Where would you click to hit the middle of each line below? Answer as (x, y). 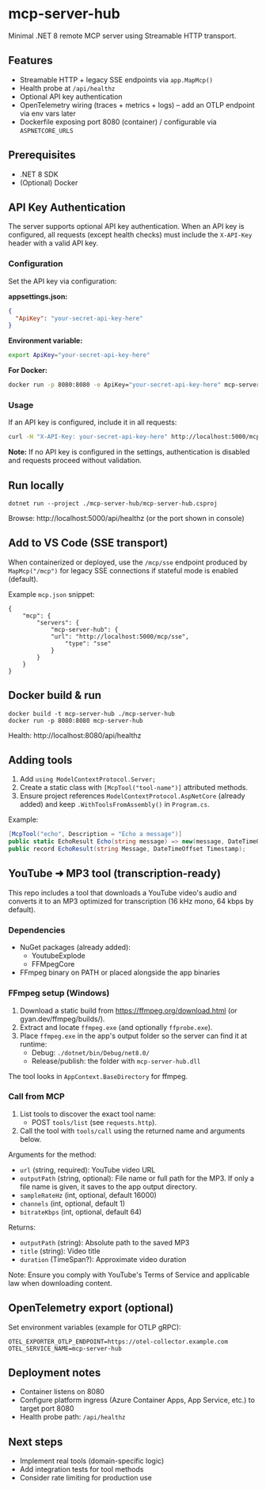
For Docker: (28, 371)
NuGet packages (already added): (75, 948)
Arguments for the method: (52, 1154)
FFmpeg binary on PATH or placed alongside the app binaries (120, 973)
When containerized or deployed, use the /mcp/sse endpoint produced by (128, 562)
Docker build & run (55, 696)
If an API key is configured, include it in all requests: (93, 422)
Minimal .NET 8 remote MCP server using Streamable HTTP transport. (122, 36)
